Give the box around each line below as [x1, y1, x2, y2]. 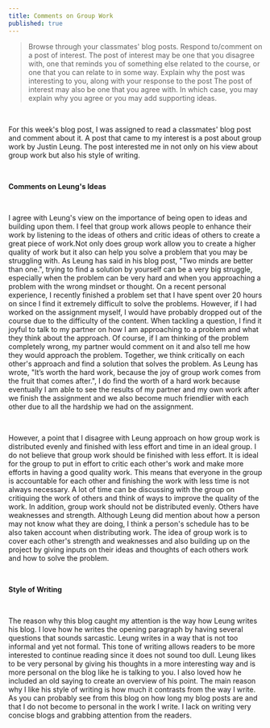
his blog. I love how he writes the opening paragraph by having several [8, 624, 243, 634]
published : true [8, 19, 63, 27]
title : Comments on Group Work [8, 11, 114, 20]
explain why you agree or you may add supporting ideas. [27, 93, 218, 103]
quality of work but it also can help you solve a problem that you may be [8, 247, 248, 257]
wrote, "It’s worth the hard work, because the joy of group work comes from [8, 367, 261, 377]
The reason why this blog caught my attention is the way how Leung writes [8, 616, 258, 625]
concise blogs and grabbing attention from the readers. [8, 710, 192, 720]
